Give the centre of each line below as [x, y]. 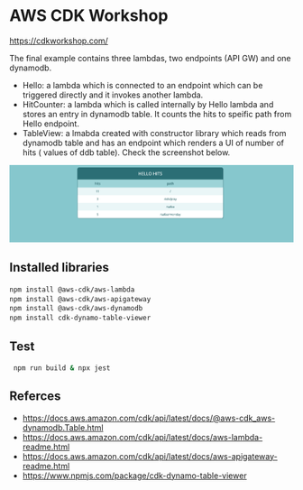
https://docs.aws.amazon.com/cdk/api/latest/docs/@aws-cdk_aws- [149, 418]
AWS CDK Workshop [89, 16]
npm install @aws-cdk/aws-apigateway [80, 299]
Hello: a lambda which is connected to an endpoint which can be [142, 85]
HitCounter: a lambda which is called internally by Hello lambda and [148, 104]
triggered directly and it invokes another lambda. [113, 95]
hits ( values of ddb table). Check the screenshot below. [126, 152]
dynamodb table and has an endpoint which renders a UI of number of [153, 143]
